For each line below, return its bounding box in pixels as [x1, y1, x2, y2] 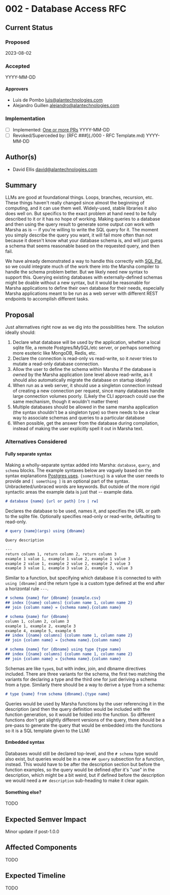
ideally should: [5, 329, 36, 335]
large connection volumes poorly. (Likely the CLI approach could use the [12, 393, 165, 399]
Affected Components [5, 843, 77, 852]
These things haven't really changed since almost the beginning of [5, 200, 145, 206]
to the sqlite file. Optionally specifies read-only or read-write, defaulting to [5, 513, 161, 520]
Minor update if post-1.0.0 [5, 828, 59, 835]
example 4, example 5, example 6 [5, 628, 76, 633]
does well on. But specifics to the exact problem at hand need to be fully [5, 211, 157, 217]
